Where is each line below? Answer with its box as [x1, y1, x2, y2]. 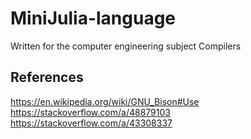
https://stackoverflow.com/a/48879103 [10, 106, 171, 118]
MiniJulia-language [10, 7, 177, 30]
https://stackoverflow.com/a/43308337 [10, 117, 173, 129]
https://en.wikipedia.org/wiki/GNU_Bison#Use [10, 95, 200, 107]
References [10, 69, 84, 86]
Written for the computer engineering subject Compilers [10, 40, 242, 52]
